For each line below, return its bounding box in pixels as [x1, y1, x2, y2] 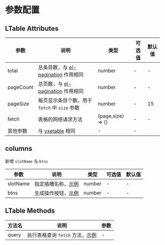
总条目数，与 [38, 64, 68, 71]
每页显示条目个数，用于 [38, 97, 92, 103]
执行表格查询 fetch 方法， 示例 [27, 231, 97, 238]
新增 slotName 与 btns [5, 158, 48, 164]
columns [5, 145, 32, 153]
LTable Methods [5, 207, 55, 215]
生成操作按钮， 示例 [34, 190, 79, 196]
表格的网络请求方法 [38, 116, 82, 122]
